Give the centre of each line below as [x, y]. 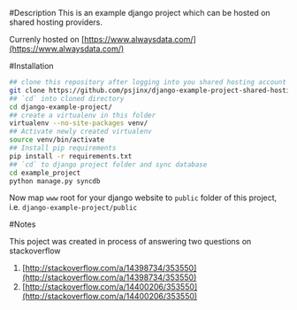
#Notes [23, 224]
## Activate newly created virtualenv [80, 132]
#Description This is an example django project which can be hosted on [140, 13]
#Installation [32, 66]
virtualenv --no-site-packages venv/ [79, 123]
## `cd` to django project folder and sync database [108, 164]
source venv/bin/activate [57, 140]
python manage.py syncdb [55, 181]
